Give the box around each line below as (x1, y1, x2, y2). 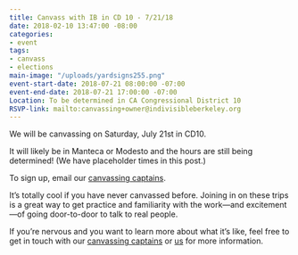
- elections (9, 63, 54, 72)
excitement (245, 200, 287, 210)
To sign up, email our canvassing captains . (9, 173, 167, 184)
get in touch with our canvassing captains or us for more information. (9, 235, 264, 246)
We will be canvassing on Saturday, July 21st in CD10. (9, 128, 207, 139)
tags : (9, 46, 29, 55)
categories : (9, 29, 54, 38)
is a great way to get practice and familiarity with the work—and (9, 200, 244, 210)
